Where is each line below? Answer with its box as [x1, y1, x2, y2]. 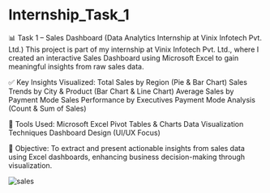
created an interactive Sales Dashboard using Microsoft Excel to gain [8, 52, 239, 62]
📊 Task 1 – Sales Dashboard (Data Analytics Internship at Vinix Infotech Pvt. [8, 32, 262, 42]
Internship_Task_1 [8, 6, 130, 24]
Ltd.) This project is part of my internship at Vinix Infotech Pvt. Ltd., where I [8, 44, 259, 54]
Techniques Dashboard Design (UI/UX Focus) [8, 128, 161, 137]
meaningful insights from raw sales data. [8, 61, 144, 71]
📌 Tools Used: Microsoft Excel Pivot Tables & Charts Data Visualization [8, 119, 244, 128]
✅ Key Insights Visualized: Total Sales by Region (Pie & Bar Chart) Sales [8, 77, 247, 86]
